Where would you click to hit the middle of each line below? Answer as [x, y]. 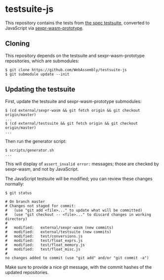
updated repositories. [27, 272]
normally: [15, 184]
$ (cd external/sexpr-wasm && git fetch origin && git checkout [73, 110]
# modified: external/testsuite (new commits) [58, 232]
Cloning [18, 44]
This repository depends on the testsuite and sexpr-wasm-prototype [75, 55]
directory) [16, 219]
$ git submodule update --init [37, 74]
